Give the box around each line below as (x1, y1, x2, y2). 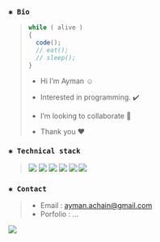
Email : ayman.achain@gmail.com (40, 201, 153, 210)
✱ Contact (8, 184, 47, 193)
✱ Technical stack (8, 146, 81, 156)
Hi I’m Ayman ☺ (40, 76, 94, 86)
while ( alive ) (27, 23, 83, 32)
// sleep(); (36, 53, 76, 62)
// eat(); (36, 46, 69, 54)
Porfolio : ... (40, 210, 79, 219)
